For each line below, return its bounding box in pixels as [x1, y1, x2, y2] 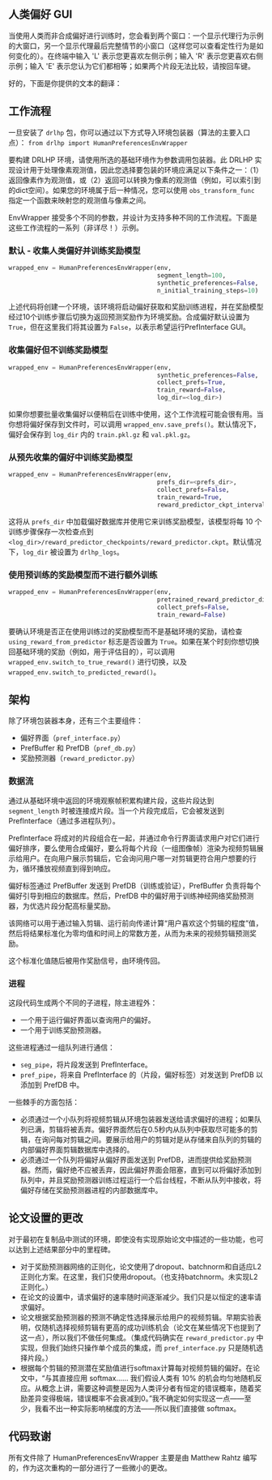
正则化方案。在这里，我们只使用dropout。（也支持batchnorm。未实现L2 [19, 1272, 258, 1281]
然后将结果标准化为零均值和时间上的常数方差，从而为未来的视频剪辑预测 [8, 928, 249, 938]
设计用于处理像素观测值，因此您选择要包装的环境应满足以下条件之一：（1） [15, 165, 263, 174]
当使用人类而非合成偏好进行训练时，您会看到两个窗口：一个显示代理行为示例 [8, 31, 264, 41]
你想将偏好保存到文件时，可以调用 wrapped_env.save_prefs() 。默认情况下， [8, 420, 261, 430]
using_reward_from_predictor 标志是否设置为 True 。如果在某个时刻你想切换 [8, 636, 260, 646]
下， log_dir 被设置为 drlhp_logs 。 [8, 546, 124, 557]
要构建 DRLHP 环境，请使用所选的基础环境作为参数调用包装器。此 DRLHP [8, 155, 253, 165]
